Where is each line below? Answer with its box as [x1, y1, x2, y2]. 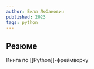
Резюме [6, 41, 38, 51]
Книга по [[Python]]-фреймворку [6, 57, 89, 64]
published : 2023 [6, 14, 46, 20]
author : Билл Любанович [6, 8, 65, 15]
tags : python [6, 19, 38, 25]
